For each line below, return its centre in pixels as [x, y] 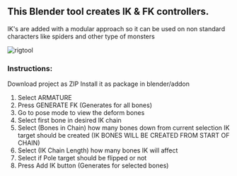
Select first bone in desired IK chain [69, 121]
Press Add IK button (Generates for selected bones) [93, 165]
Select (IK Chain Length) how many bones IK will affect [98, 150]
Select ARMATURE [45, 98]
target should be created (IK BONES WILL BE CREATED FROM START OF [123, 136]
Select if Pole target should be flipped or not [82, 158]
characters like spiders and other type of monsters [81, 36]
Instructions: [30, 68]
